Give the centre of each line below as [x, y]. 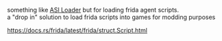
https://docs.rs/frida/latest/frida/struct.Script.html [77, 30]
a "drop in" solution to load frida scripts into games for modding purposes [111, 17]
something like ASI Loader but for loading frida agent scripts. [93, 10]
